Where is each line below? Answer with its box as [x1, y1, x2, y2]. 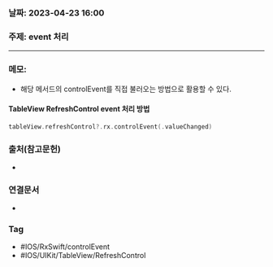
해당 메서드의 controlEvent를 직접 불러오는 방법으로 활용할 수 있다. [19, 84, 232, 94]
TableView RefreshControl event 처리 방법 [8, 104, 150, 114]
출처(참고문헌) [8, 143, 61, 155]
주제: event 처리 [8, 31, 69, 42]
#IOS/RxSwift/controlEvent [19, 242, 110, 252]
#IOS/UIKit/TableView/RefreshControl [19, 251, 146, 260]
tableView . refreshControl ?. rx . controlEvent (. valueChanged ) [8, 122, 213, 131]
